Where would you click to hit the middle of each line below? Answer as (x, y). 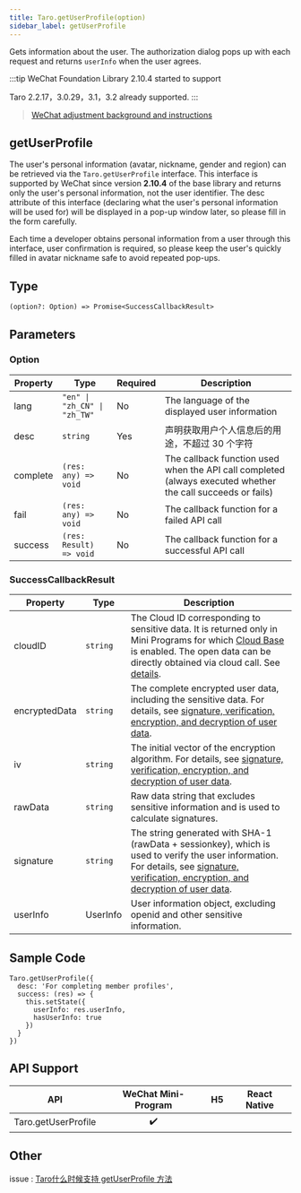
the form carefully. (43, 221)
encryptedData (46, 711)
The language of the (207, 400)
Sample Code (47, 958)
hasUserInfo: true (67, 1017)
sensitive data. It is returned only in (204, 629)
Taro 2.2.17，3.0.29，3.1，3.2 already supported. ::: (104, 97)
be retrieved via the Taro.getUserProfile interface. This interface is (133, 174)
